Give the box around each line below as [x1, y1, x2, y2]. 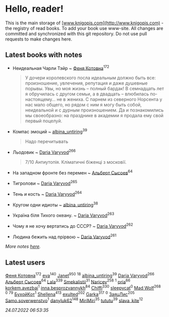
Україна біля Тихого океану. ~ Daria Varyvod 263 [12, 212, 115, 218]
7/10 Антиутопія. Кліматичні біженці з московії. [25, 159, 127, 165]
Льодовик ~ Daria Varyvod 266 [12, 148, 76, 155]
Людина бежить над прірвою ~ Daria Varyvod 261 [12, 233, 117, 240]
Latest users [5, 258, 45, 267]
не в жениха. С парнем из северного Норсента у [57, 96, 162, 102]
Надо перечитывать [25, 138, 69, 145]
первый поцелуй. [25, 118, 62, 124]
